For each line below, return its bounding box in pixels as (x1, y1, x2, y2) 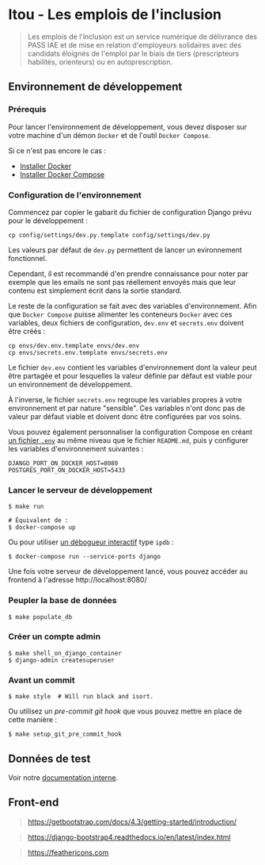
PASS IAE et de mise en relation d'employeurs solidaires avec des (27, 40, 242, 49)
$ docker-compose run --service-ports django (8, 553, 161, 561)
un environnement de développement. (8, 379, 133, 389)
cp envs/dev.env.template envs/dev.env (8, 341, 140, 350)
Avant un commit (8, 675, 75, 686)
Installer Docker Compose (19, 169, 105, 179)
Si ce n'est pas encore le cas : (8, 145, 107, 156)
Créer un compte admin (8, 631, 101, 642)
